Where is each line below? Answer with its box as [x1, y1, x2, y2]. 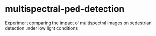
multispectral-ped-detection [5, 3, 125, 15]
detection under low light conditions [5, 25, 78, 31]
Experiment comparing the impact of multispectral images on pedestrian [5, 20, 152, 26]
